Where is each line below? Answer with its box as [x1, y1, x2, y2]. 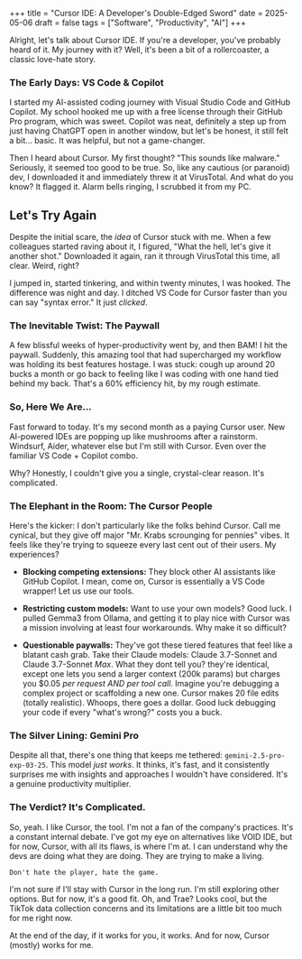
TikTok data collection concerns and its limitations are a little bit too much [9, 902, 282, 914]
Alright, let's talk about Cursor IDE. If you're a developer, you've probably [9, 35, 281, 45]
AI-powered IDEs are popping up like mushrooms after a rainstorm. [9, 430, 259, 441]
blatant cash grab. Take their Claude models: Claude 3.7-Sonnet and [22, 650, 278, 659]
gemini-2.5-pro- [224, 752, 286, 761]
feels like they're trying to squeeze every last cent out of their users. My [9, 539, 277, 549]
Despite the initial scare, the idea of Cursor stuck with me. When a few [9, 232, 272, 243]
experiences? [9, 549, 60, 559]
